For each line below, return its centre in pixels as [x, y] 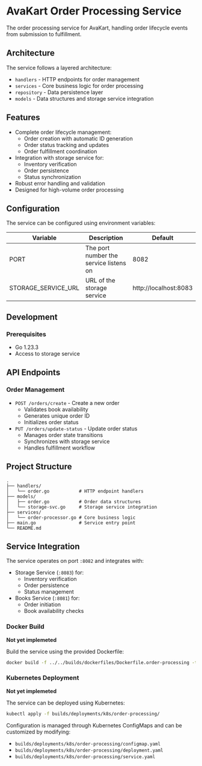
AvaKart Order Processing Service [94, 11]
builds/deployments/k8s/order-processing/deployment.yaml [89, 750]
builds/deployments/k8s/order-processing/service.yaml [85, 757]
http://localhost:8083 [163, 288]
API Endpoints [33, 373]
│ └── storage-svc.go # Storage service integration [82, 507]
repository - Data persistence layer [59, 92]
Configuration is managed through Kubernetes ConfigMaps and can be [94, 725]
